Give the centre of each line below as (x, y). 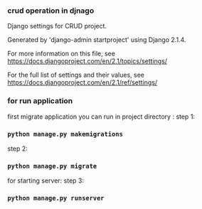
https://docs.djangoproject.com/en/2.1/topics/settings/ (87, 61)
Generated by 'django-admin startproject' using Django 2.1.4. (97, 40)
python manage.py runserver (56, 198)
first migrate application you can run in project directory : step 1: (101, 117)
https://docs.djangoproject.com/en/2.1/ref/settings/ (83, 82)
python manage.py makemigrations (65, 134)
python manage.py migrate (52, 166)
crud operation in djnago (51, 11)
